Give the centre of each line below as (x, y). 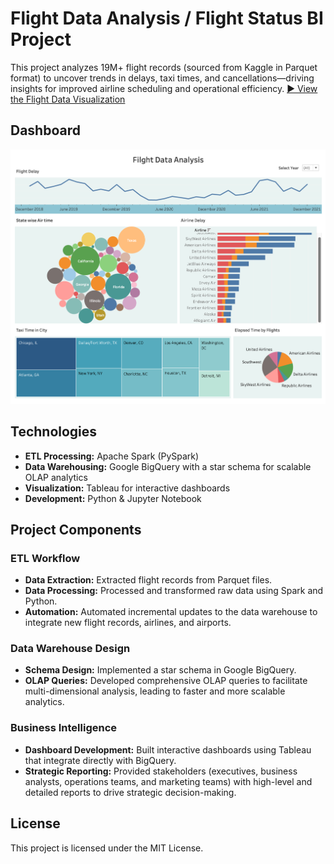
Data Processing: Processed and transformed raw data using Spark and (174, 591)
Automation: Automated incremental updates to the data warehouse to (171, 612)
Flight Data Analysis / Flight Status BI (167, 18)
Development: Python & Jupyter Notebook (113, 498)
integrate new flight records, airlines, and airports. (128, 623)
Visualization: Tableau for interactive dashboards (127, 488)
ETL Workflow (45, 558)
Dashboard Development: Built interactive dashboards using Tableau (168, 749)
